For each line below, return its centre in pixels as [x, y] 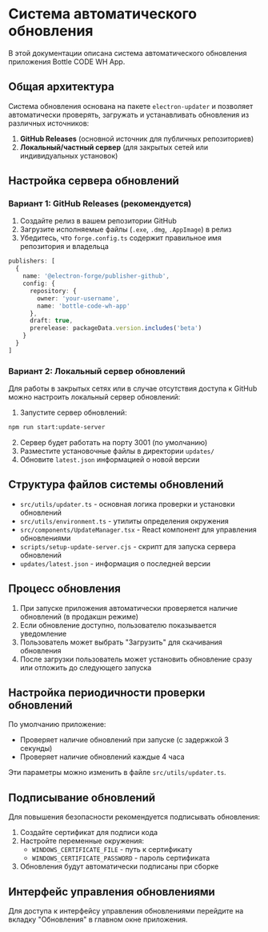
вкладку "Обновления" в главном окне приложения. [98, 920]
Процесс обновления [65, 589]
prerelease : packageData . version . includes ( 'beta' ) [116, 328]
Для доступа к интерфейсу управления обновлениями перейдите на [126, 911]
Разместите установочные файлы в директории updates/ [117, 451]
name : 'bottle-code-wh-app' [84, 306]
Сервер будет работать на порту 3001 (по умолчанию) [114, 442]
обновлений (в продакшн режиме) [79, 617]
